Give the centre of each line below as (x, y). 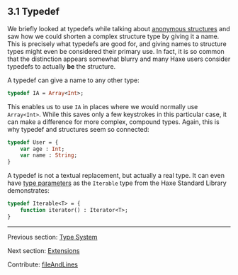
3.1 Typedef (34, 12)
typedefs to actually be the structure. (62, 66)
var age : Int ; (42, 149)
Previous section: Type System (52, 237)
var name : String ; (49, 155)
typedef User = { (33, 142)
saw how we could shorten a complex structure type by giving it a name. (113, 36)
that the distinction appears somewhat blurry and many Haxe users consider (119, 59)
